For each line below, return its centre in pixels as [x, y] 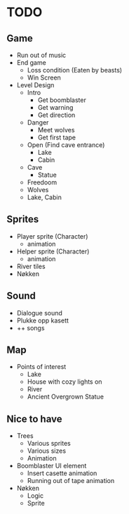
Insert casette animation [62, 473]
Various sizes [47, 451]
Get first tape [57, 137]
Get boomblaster [62, 100]
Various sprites [49, 444]
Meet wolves [56, 130]
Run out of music [41, 55]
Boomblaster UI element [52, 466]
